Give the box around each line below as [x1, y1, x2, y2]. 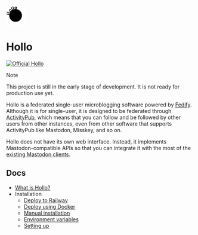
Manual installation [23, 209, 70, 216]
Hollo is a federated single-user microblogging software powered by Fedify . [6, 101, 192, 108]
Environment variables [23, 215, 79, 223]
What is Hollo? [14, 184, 51, 191]
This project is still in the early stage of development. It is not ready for [6, 83, 180, 90]
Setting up [23, 222, 49, 229]
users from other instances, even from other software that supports [6, 120, 172, 127]
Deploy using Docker [23, 203, 76, 210]
